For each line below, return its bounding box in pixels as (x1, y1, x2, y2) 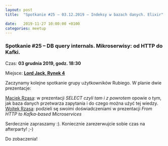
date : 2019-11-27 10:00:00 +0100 (5, 21, 80, 26)
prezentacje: (5, 85, 31, 91)
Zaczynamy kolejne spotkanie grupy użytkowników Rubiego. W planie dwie (5, 80, 162, 86)
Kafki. (5, 49, 21, 56)
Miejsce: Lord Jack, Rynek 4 (5, 70, 65, 76)
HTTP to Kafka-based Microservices (5, 111, 82, 117)
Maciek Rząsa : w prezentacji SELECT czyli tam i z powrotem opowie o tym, (5, 95, 161, 101)
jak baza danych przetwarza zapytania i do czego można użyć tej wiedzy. (5, 100, 158, 106)
